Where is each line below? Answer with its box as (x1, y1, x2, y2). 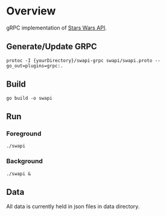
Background (6, 157, 43, 165)
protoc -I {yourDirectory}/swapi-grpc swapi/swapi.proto (6, 57, 153, 64)
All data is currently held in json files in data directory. (6, 203, 140, 210)
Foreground (6, 129, 42, 138)
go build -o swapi (6, 95, 53, 101)
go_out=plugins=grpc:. (6, 63, 63, 69)
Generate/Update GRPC (6, 42, 98, 52)
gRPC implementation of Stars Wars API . (6, 24, 107, 31)
